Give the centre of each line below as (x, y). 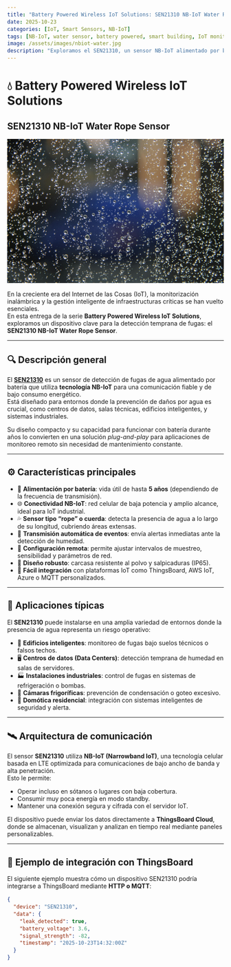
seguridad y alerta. (44, 707)
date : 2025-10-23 (32, 22)
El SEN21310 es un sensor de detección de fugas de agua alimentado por (111, 379)
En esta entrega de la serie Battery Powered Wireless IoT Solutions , (104, 316)
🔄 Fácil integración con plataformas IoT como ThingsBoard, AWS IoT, (115, 570)
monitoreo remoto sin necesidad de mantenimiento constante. (95, 444)
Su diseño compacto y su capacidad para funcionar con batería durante (109, 429)
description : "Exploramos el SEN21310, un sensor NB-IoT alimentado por (113, 51)
